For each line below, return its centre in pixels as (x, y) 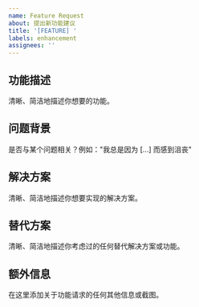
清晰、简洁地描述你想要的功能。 (61, 100)
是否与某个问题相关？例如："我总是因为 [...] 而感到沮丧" (100, 149)
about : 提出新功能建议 (42, 23)
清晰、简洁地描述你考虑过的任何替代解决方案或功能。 (96, 246)
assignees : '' (32, 46)
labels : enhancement (43, 38)
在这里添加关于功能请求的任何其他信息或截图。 (85, 295)
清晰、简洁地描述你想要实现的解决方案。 (75, 198)
